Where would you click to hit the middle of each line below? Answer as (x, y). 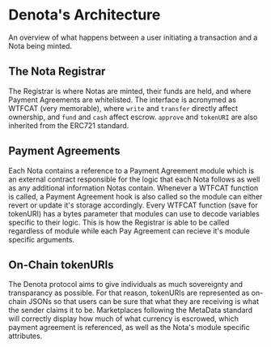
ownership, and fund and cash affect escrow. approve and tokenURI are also (133, 117)
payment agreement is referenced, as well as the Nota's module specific (129, 328)
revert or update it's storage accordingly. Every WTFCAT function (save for (133, 205)
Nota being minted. (40, 45)
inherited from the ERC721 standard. (69, 125)
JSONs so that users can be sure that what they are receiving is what (143, 302)
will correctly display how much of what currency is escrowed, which (123, 319)
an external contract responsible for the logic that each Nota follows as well (134, 179)
